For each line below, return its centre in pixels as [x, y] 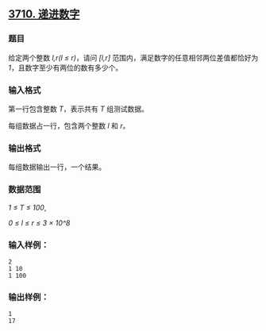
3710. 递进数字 [44, 14]
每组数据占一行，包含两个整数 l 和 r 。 [69, 125]
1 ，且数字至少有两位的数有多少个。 [66, 67]
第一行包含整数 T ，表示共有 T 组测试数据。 [78, 109]
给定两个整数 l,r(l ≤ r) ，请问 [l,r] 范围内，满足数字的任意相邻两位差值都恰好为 [133, 57]
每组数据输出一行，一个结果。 [57, 167]
